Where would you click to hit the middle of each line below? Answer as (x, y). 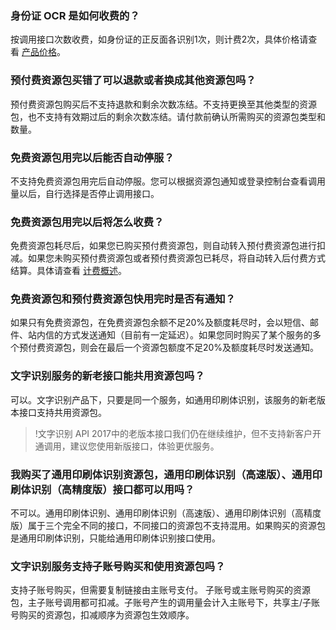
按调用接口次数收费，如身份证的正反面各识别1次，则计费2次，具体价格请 (159, 39)
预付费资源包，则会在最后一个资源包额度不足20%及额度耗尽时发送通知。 (169, 348)
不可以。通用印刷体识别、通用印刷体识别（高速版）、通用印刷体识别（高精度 (166, 513)
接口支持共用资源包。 (62, 412)
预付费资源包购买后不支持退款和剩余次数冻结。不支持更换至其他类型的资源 (163, 104)
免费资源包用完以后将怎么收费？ (87, 222)
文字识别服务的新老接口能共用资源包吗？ (107, 376)
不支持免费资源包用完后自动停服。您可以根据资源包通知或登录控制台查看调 (163, 181)
